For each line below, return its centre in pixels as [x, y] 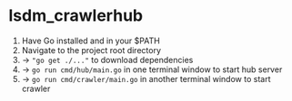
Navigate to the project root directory [91, 50]
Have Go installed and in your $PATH [91, 41]
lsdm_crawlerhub [76, 16]
